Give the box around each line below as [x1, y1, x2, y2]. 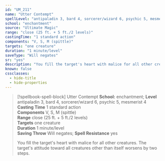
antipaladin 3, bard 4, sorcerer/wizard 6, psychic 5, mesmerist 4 [17, 99, 147, 105]
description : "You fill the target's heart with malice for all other [5, 62, 153, 67]
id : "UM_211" [5, 7, 32, 12]
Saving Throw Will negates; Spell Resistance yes [17, 130, 118, 136]
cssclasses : [5, 71, 29, 76]
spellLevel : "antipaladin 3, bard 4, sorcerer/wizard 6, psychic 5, [5, 16, 148, 21]
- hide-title [9, 76, 36, 80]
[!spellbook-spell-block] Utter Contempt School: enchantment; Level [17, 94, 157, 100]
